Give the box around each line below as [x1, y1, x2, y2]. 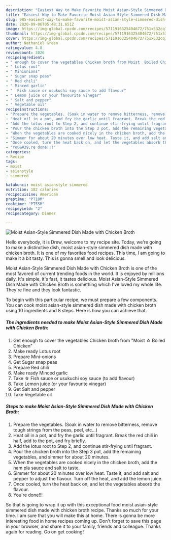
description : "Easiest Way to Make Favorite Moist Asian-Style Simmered [6, 7, 163, 13]
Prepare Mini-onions [13, 354, 56, 360]
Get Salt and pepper [13, 386, 55, 392]
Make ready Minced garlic [13, 370, 68, 376]
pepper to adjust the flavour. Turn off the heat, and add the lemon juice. [13, 476, 163, 482]
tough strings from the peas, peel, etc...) [13, 427, 98, 433]
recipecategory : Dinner [6, 211, 56, 216]
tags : [6, 159, 17, 164]
